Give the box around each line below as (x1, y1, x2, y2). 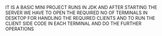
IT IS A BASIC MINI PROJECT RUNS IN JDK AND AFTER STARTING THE (5, 5, 157, 10)
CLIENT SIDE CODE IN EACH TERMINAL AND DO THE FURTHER (5, 20, 142, 26)
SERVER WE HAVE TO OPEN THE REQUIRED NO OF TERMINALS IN (5, 10, 148, 16)
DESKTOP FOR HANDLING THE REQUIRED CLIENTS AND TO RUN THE (5, 15, 156, 21)
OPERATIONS (5, 26, 34, 32)
